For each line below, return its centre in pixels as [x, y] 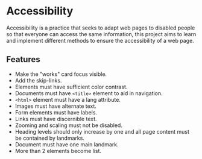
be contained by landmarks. [49, 138]
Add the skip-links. [38, 80]
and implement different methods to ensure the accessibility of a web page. [100, 40]
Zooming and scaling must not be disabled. [68, 125]
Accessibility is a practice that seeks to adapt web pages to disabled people [101, 28]
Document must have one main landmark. [67, 144]
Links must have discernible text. [56, 119]
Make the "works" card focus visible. [61, 74]
